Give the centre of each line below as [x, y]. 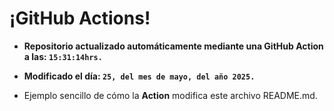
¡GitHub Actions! [80, 18]
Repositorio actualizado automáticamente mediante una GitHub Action [173, 46]
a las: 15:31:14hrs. [63, 56]
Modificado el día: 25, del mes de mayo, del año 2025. [139, 76]
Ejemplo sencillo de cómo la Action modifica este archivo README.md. [170, 95]
